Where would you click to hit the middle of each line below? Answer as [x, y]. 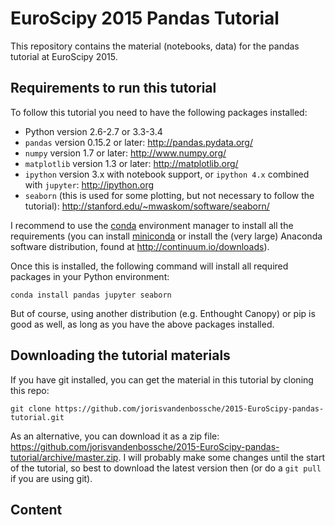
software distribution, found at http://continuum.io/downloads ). [140, 246]
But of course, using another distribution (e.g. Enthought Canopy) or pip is [163, 313]
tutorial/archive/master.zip [64, 457]
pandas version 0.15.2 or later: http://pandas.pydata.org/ [138, 142]
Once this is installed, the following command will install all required [149, 266]
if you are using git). [51, 478]
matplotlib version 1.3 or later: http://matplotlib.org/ [131, 163]
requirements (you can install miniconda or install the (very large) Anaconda [166, 236]
